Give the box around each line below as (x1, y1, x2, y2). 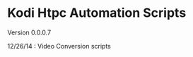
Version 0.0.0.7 (7, 28, 52, 37)
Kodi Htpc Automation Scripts (7, 5, 187, 21)
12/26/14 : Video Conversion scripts (7, 42, 111, 50)
